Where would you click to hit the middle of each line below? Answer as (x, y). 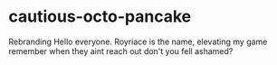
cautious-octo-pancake (100, 17)
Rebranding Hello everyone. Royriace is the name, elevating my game (138, 42)
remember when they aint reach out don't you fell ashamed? (121, 51)
